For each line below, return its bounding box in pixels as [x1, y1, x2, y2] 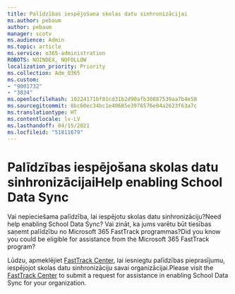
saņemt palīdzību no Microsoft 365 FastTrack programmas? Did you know [7, 228, 221, 236]
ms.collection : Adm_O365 [7, 69, 80, 76]
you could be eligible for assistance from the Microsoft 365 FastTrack [7, 235, 210, 244]
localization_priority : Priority [7, 63, 106, 70]
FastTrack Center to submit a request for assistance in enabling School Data [7, 271, 229, 280]
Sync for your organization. [7, 278, 87, 287]
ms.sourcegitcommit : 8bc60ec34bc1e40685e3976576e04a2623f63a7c [7, 102, 198, 110]
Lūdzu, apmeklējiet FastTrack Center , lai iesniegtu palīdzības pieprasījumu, [7, 256, 225, 265]
